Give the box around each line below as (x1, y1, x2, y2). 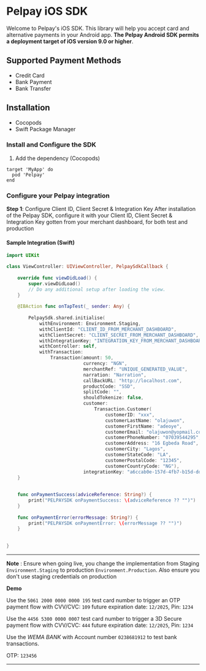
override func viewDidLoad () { (17, 275, 97, 281)
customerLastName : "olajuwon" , (105, 417, 185, 424)
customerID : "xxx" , (105, 412, 155, 418)
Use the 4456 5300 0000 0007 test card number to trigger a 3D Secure (6, 615, 182, 622)
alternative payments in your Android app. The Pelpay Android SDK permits (6, 31, 199, 38)
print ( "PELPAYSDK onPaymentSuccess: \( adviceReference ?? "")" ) (28, 497, 196, 504)
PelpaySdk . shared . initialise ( (28, 315, 105, 321)
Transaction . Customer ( (94, 406, 152, 412)
